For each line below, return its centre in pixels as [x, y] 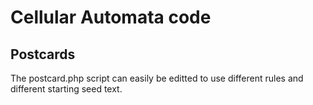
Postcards [43, 54]
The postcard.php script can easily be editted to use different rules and [157, 78]
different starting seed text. [66, 89]
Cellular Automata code [111, 17]
